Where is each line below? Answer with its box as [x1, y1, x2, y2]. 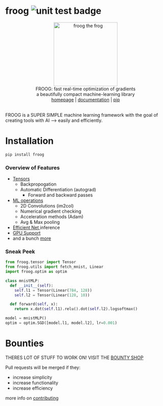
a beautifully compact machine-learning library [36, 91, 135, 97]
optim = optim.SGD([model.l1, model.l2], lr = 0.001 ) [5, 320, 117, 326]
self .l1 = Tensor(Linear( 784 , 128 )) [14, 288, 93, 293]
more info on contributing [5, 395, 59, 401]
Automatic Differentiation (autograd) [20, 187, 96, 193]
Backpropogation [20, 181, 57, 187]
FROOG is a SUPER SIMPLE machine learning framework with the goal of [5, 112, 158, 118]
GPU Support [12, 230, 41, 236]
